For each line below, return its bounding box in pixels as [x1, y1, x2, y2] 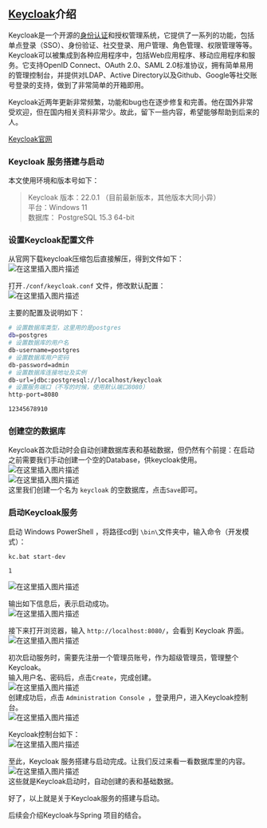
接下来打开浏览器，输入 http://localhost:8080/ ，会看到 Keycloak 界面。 [8, 625, 249, 635]
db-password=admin [8, 361, 69, 369]
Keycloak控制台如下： [8, 729, 80, 739]
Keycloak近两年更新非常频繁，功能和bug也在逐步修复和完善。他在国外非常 [8, 97, 253, 106]
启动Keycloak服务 [8, 507, 78, 518]
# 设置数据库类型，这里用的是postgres [8, 324, 122, 332]
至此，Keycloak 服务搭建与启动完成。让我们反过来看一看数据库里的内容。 [8, 756, 249, 766]
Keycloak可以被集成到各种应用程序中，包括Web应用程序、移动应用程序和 [8, 50, 249, 60]
